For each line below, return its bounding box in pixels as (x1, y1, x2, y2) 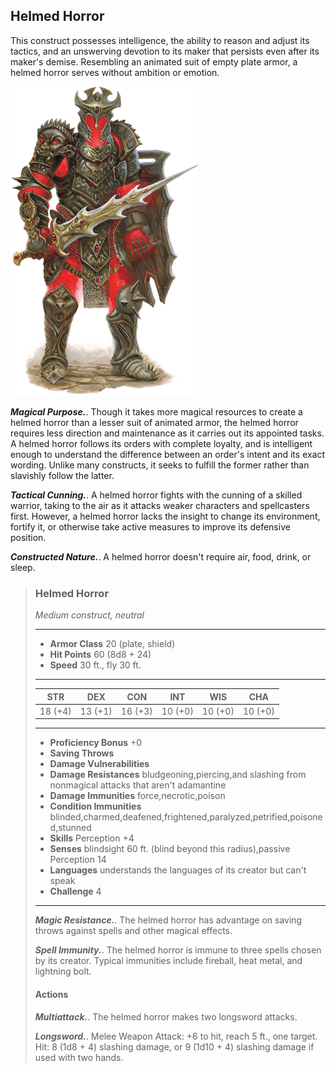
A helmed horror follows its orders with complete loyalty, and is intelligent (10, 437, 313, 449)
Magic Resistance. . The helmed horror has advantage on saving (34, 914, 303, 926)
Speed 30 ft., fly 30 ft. (49, 659, 142, 671)
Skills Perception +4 (49, 832, 135, 844)
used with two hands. (34, 1051, 124, 1063)
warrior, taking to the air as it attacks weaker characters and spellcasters (10, 499, 310, 511)
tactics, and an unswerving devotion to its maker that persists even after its (10, 45, 320, 57)
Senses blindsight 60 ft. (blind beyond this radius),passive (49, 843, 291, 855)
